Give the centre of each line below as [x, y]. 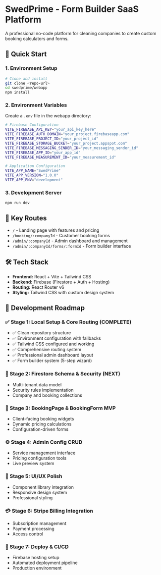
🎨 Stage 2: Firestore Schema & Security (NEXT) [63, 374]
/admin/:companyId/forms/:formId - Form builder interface [72, 246]
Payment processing [33, 528]
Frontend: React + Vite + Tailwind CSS [52, 276]
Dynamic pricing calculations [42, 424]
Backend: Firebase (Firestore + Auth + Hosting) [61, 282]
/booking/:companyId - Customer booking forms [61, 235]
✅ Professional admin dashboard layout [53, 355]
